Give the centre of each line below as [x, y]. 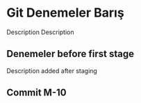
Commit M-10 [36, 93]
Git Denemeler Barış [65, 13]
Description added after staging [52, 70]
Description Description [40, 32]
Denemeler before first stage [70, 54]
